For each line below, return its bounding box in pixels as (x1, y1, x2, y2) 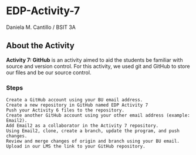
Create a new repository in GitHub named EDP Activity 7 (6, 102, 148, 108)
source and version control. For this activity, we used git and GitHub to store (6, 62, 190, 70)
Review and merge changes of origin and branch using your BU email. (6, 138, 180, 144)
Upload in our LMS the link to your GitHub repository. (6, 143, 146, 150)
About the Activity (6, 41, 75, 51)
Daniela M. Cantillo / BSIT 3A (6, 24, 76, 31)
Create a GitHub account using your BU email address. (6, 97, 143, 103)
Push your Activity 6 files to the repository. (6, 107, 125, 113)
